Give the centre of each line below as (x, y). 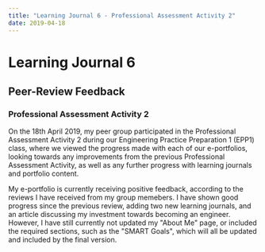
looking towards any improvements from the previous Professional (117, 157)
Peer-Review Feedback (67, 92)
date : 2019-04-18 (37, 23)
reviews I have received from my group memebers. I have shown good (123, 198)
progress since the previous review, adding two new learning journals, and (130, 206)
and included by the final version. (63, 240)
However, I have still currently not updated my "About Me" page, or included (133, 223)
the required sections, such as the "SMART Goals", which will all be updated (133, 231)
